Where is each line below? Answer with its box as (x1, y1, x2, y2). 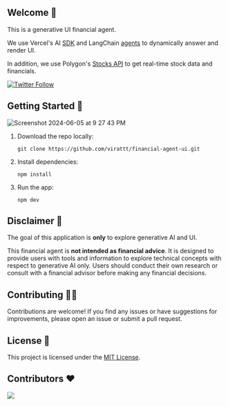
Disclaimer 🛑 (7, 215, 63, 227)
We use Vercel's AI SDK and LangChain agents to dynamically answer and (7, 39, 219, 47)
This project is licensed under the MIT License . (7, 353, 141, 362)
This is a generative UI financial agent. (7, 25, 116, 33)
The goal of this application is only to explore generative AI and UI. (7, 233, 198, 242)
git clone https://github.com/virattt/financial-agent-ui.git (17, 145, 200, 152)
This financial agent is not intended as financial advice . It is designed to (7, 247, 214, 255)
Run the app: (17, 183, 54, 191)
